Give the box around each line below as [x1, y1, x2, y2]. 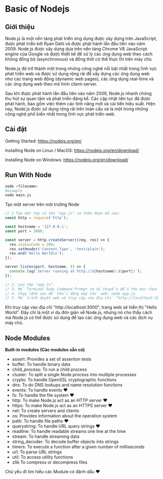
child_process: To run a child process [12, 366, 87, 372]
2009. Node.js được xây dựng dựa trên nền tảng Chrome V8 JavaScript [5, 46, 147, 51]
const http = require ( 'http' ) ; [5, 215, 68, 220]
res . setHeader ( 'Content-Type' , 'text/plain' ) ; [9, 247, 105, 251]
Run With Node [5, 171, 52, 179]
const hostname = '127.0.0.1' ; [5, 224, 68, 229]
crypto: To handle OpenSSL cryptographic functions [12, 377, 117, 383]
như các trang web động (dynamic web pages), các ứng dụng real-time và [5, 76, 154, 82]
